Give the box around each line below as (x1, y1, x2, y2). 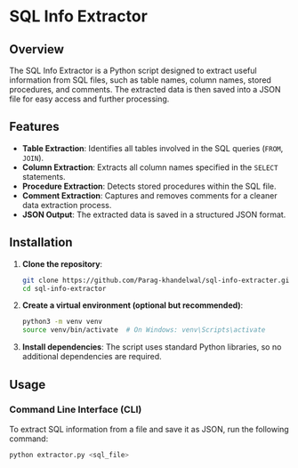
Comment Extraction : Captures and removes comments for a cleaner (21, 190, 278, 201)
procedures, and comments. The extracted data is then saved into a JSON (9, 85, 281, 94)
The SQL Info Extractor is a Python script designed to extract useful (9, 65, 257, 76)
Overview (9, 42, 65, 57)
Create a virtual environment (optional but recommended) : (21, 300, 244, 311)
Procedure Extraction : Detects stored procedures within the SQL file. (21, 181, 278, 191)
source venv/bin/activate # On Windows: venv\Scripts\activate (21, 326, 266, 335)
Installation (9, 235, 73, 250)
